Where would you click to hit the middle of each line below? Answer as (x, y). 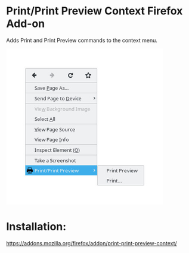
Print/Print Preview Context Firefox (94, 11)
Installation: (36, 227)
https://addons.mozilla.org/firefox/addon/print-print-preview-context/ (92, 243)
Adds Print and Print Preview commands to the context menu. (82, 40)
